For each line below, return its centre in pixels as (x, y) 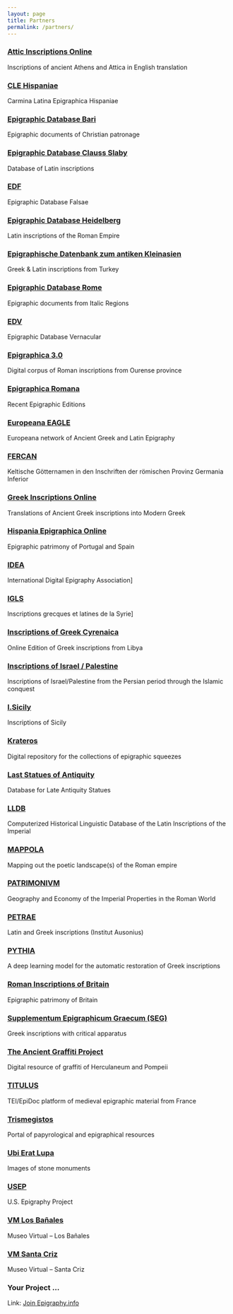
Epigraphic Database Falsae (48, 201)
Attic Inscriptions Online (50, 52)
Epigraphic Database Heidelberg (64, 220)
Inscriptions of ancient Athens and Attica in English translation (97, 67)
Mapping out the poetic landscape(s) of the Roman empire (92, 865)
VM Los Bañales (35, 1220)
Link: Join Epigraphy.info (43, 1303)
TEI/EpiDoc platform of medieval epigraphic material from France (102, 1101)
